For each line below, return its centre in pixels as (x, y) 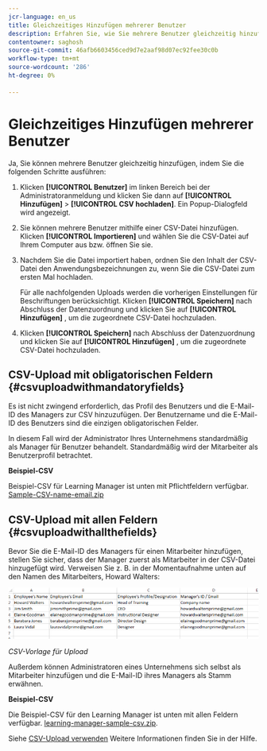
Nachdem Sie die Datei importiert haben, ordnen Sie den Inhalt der (129, 260)
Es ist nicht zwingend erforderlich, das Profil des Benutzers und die (118, 406)
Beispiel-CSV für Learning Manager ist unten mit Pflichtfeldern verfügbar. (128, 486)
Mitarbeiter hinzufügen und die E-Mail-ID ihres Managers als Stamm (120, 675)
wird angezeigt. (45, 212)
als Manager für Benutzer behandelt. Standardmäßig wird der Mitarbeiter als (133, 447)
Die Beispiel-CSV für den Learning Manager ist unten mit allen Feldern (123, 714)
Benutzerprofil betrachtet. (50, 455)
